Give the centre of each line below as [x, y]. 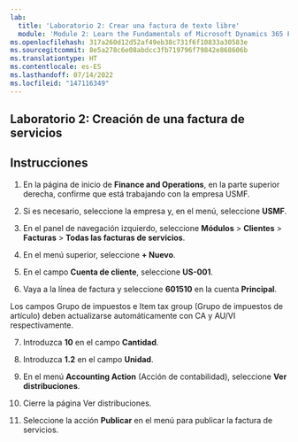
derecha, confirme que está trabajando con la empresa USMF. [136, 194]
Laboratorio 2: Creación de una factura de [128, 119]
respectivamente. [42, 325]
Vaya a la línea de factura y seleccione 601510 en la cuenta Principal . [150, 289]
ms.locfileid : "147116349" [60, 83]
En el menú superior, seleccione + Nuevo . [99, 254]
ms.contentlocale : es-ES [56, 67]
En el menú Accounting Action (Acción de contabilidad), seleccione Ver [155, 376]
